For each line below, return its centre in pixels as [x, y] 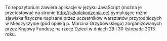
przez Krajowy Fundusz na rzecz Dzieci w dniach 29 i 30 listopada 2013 [80, 29]
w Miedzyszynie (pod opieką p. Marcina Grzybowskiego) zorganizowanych [83, 23]
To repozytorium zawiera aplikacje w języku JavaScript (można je [74, 7]
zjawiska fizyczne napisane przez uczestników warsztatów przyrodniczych [83, 18]
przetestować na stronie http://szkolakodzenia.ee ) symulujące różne [76, 13]
